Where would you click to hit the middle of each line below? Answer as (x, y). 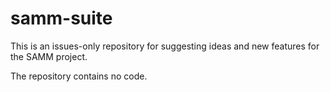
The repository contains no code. (79, 76)
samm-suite (61, 18)
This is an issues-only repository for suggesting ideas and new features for (165, 46)
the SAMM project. (49, 56)
